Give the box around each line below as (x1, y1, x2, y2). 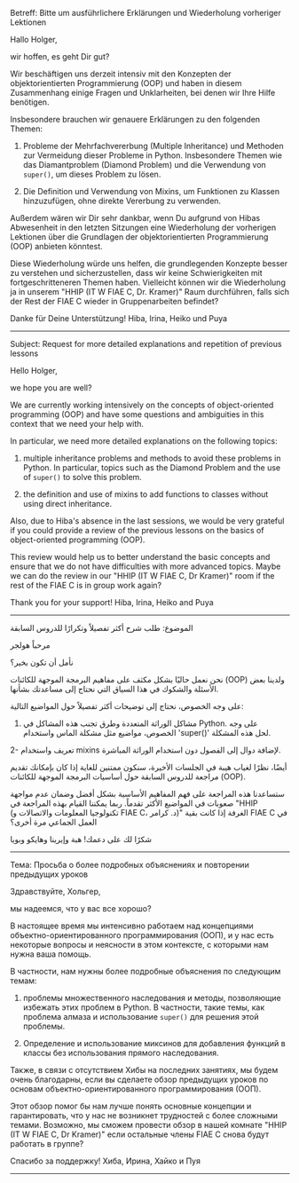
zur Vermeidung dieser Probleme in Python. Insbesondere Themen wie (22, 150, 283, 161)
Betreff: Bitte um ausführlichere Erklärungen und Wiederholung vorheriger (10, 8, 282, 18)
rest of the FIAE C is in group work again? (10, 580, 162, 590)
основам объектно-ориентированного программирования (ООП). (10, 1084, 262, 1094)
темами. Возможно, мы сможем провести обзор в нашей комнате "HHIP (10, 1120, 287, 1130)
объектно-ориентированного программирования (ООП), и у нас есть (10, 930, 274, 940)
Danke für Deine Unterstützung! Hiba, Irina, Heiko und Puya (10, 313, 228, 323)
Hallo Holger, (10, 35, 58, 44)
